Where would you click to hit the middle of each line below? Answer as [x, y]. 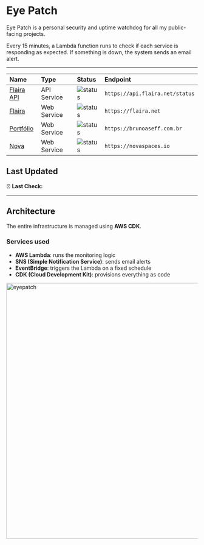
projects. [34, 33]
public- [177, 27]
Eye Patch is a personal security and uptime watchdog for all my [87, 27]
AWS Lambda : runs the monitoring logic [65, 255]
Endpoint [118, 79]
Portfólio [22, 128]
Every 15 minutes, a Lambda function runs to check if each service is [92, 46]
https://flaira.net [132, 111]
